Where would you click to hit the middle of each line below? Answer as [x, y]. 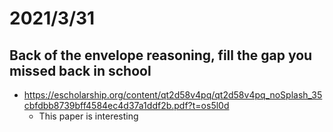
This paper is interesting [88, 116]
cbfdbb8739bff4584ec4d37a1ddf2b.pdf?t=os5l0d [126, 105]
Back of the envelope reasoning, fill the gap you [161, 55]
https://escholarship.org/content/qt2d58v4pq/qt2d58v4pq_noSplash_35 [173, 95]
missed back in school [80, 70]
